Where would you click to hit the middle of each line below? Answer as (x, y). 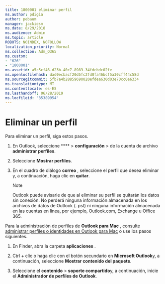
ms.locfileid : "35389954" (32, 98)
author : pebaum (21, 19)
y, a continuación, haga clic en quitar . (51, 176)
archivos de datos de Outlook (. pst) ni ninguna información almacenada (86, 206)
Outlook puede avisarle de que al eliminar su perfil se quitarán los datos (86, 195)
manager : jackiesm (24, 24)
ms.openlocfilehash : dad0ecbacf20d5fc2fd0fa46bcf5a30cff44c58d (72, 75)
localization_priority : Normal (38, 47)
